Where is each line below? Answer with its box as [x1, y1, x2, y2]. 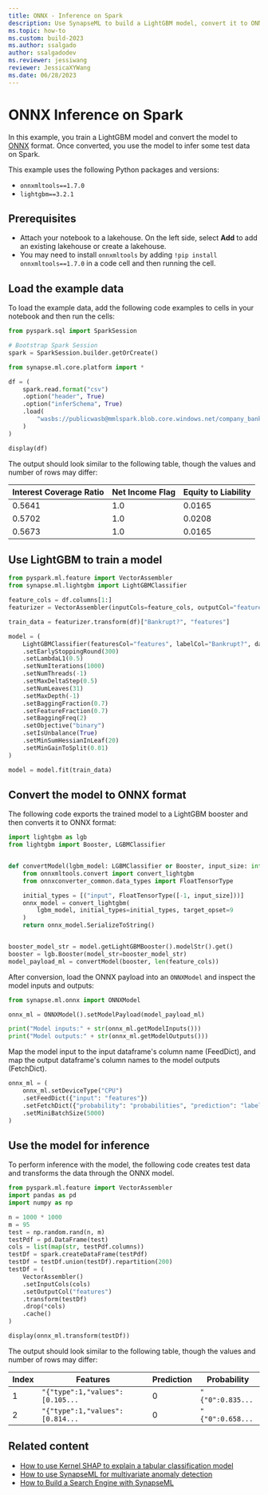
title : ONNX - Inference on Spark [8, 11, 124, 20]
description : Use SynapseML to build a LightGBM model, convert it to [8, 19, 248, 27]
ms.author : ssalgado [8, 42, 77, 50]
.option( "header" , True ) [22, 393, 105, 401]
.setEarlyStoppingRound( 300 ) [22, 647, 120, 655]
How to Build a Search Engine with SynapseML [19, 1477, 174, 1487]
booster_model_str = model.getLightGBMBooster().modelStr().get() [8, 943, 234, 951]
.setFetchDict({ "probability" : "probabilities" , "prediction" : [22, 1101, 238, 1109]
